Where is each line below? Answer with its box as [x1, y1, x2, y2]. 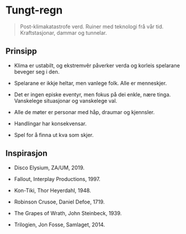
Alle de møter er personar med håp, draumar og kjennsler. [14, 108, 155, 115]
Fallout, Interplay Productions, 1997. [14, 175, 101, 182]
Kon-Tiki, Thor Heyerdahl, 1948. [14, 186, 92, 194]
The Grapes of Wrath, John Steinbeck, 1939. [14, 209, 122, 216]
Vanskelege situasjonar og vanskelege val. [14, 97, 118, 104]
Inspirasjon [5, 148, 48, 159]
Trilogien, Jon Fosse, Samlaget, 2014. [14, 221, 105, 228]
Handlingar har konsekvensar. [14, 120, 87, 127]
